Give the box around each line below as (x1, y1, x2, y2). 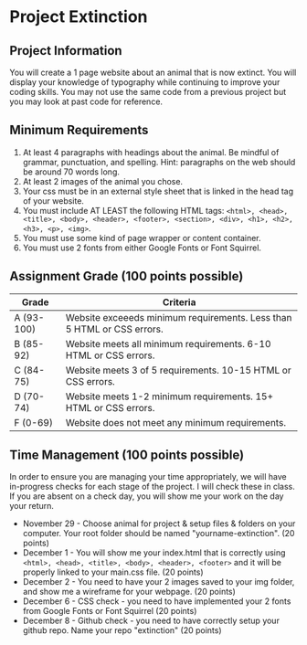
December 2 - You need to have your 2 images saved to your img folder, (22, 576, 295, 587)
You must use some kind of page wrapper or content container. (22, 232, 262, 243)
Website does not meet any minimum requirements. (65, 416, 286, 428)
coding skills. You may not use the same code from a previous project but (9, 87, 286, 97)
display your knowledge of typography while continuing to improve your (9, 77, 281, 88)
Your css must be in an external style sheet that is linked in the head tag (22, 185, 294, 196)
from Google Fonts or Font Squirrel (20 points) (22, 606, 197, 617)
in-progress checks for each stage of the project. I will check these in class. (9, 481, 295, 492)
